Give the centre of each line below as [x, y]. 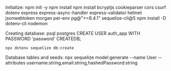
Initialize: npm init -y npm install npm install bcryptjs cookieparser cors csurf [86, 7]
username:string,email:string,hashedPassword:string [82, 63]
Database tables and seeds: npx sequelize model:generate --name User [81, 57]
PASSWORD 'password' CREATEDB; [43, 39]
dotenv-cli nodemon [27, 23]
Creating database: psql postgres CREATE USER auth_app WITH [73, 33]
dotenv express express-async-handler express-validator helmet [74, 13]
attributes [15, 63]
